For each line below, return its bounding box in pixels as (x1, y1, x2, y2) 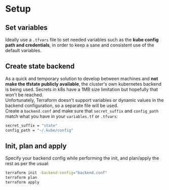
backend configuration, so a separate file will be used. (5, 102, 118, 108)
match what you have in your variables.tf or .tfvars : (5, 113, 118, 119)
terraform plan (5, 175, 37, 180)
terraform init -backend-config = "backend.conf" (5, 170, 108, 175)
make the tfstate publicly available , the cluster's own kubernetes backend (5, 81, 162, 87)
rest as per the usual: (5, 161, 50, 167)
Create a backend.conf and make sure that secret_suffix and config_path (5, 107, 159, 114)
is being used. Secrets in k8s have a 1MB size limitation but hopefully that (5, 86, 158, 92)
